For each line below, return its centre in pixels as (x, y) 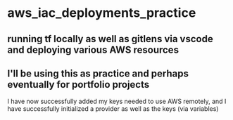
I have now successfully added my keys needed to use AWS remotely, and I (117, 101)
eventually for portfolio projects (78, 85)
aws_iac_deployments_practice (102, 13)
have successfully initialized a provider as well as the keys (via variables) (113, 109)
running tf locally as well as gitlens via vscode (110, 39)
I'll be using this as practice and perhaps (98, 73)
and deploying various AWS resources (93, 49)
